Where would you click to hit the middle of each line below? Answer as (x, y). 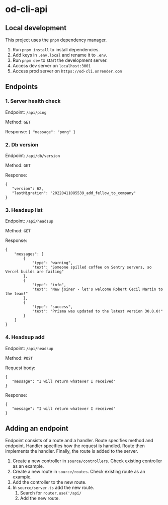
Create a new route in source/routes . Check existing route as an (79, 472)
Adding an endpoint (37, 428)
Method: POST (19, 358)
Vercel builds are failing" (35, 272)
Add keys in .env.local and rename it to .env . (60, 55)
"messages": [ (29, 254)
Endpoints (22, 87)
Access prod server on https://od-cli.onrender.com (67, 71)
